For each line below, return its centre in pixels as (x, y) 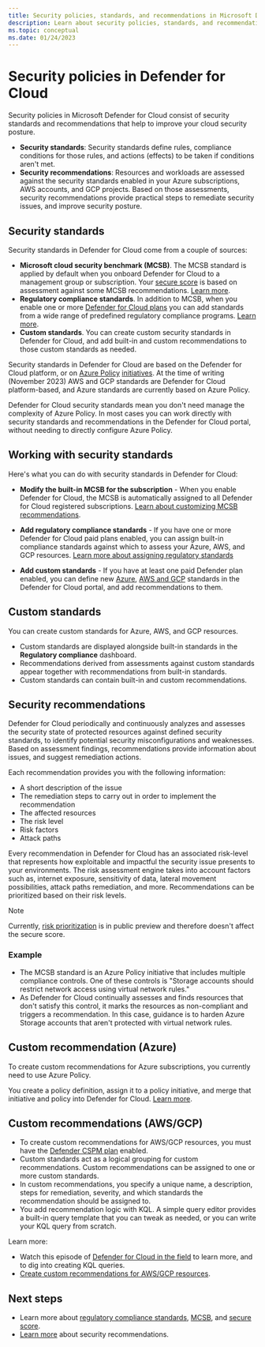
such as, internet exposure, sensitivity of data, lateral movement (112, 879)
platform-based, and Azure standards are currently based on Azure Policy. (129, 389)
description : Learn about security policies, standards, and (111, 23)
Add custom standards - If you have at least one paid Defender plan (131, 570)
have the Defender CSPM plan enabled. (84, 1151)
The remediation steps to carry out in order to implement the (118, 796)
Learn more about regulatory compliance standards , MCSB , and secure (135, 1318)
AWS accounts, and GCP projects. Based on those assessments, (125, 190)
